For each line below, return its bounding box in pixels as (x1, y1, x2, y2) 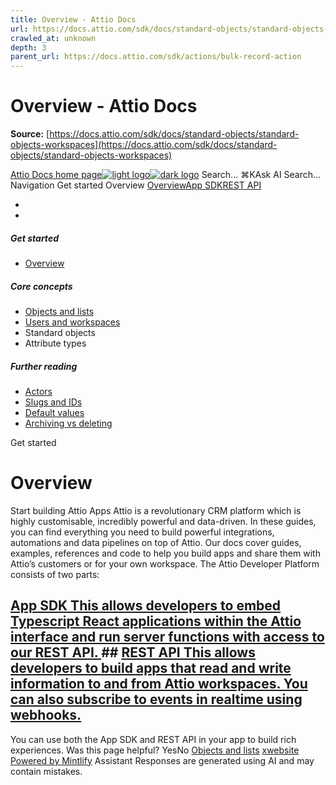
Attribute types (24, 337, 87, 349)
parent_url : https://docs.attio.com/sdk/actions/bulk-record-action (10, 52, 302, 62)
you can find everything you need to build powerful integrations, (10, 526, 275, 538)
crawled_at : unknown (10, 33, 97, 43)
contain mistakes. (10, 765, 83, 777)
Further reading (10, 360, 78, 372)
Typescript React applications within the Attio (10, 613, 302, 630)
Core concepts (10, 280, 73, 292)
